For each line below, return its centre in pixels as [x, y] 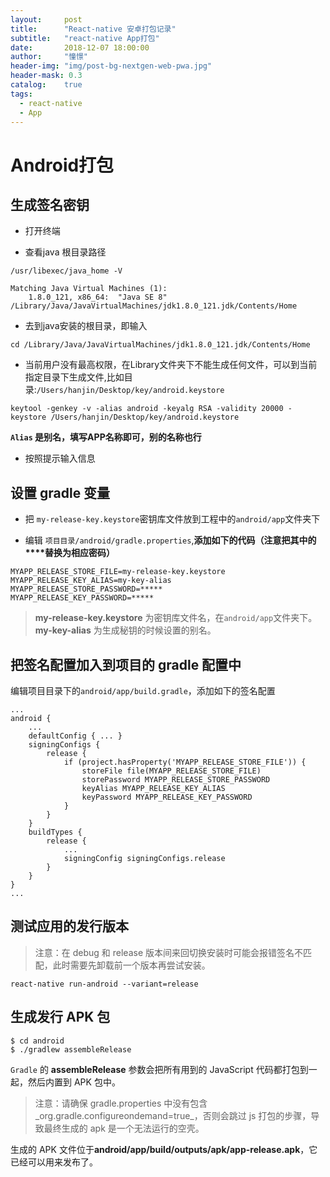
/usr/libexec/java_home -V [66, 271]
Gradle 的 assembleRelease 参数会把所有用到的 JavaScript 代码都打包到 [159, 1069]
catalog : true [46, 85]
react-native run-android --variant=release [104, 984]
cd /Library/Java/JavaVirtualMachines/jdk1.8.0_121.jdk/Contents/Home [160, 345]
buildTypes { [55, 832]
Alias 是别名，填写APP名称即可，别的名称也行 [106, 437]
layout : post [46, 19]
